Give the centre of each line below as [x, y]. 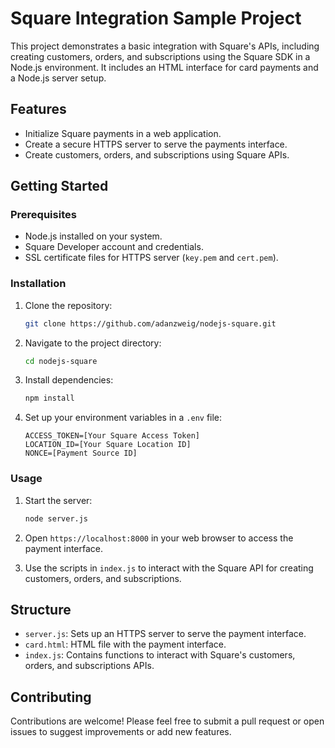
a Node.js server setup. [58, 78]
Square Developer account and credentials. [114, 247]
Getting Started [59, 186]
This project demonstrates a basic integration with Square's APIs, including [165, 46]
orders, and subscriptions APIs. [89, 666]
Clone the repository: [68, 305]
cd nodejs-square [61, 361]
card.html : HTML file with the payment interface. [125, 644]
